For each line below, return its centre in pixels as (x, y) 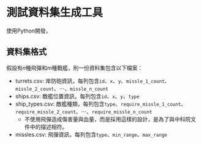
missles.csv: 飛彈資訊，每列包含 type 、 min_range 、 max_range (91, 134)
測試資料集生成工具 (55, 13)
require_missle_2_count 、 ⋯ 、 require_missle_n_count (84, 112)
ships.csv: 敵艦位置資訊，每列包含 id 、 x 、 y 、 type (77, 96)
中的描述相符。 (49, 127)
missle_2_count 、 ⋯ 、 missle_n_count (62, 88)
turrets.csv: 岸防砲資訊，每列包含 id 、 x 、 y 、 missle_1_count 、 (92, 81)
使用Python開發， (29, 31)
